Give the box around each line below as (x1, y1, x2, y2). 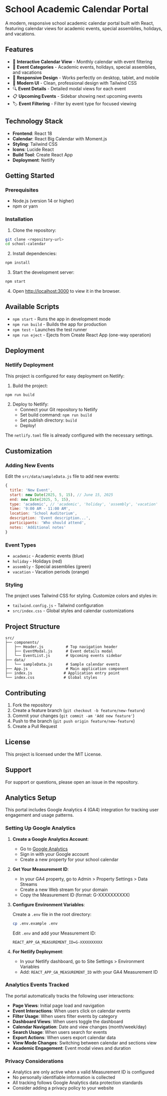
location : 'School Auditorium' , (10, 511, 78, 516)
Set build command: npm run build (20, 412, 92, 418)
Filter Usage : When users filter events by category (12, 1013, 118, 1019)
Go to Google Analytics (20, 846, 68, 852)
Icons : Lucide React (12, 146, 54, 152)
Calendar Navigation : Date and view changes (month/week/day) (12, 1024, 147, 1030)
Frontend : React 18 (12, 130, 53, 136)
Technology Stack (5, 117, 63, 126)
